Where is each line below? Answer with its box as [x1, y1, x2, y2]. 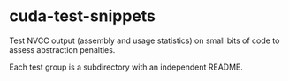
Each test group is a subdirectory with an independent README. [9, 62, 243, 72]
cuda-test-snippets [9, 6, 156, 26]
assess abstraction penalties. [9, 44, 116, 55]
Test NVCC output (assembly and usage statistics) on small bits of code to [9, 35, 280, 46]
